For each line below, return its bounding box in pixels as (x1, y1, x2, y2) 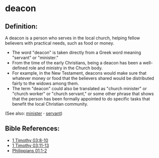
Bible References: (5, 125, 60, 133)
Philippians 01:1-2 (12, 147, 47, 153)
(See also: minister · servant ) (5, 111, 63, 116)
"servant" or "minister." (12, 55, 59, 61)
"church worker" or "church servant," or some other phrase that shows (12, 91, 154, 96)
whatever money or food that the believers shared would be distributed (12, 76, 154, 81)
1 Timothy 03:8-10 (12, 137, 48, 143)
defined (12, 65, 28, 71)
